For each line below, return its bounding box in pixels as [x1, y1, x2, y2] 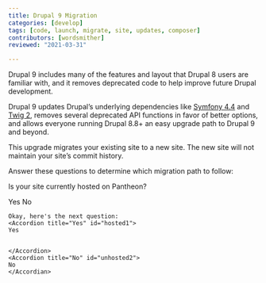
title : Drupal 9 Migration [8, 11, 98, 20]
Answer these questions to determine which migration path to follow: [8, 166, 234, 176]
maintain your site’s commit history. [8, 151, 124, 161]
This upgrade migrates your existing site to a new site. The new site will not [8, 143, 255, 152]
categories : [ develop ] [8, 19, 83, 27]
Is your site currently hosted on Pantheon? [8, 182, 147, 191]
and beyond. [8, 128, 49, 137]
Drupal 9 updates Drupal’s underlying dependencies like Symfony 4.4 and [8, 102, 250, 112]
